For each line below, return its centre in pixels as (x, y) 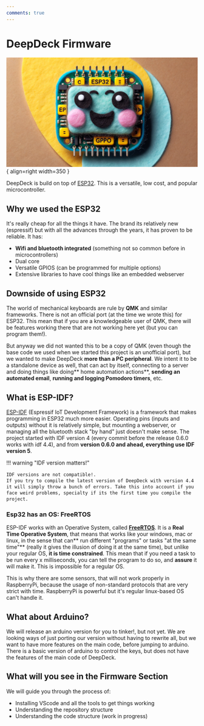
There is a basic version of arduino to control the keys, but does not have (98, 651)
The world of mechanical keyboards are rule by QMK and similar (87, 308)
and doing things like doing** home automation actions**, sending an (93, 372)
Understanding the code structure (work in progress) (81, 716)
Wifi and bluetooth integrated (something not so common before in (100, 248)
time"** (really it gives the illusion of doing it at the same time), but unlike (98, 547)
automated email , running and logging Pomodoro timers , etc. (84, 379)
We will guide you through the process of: (59, 691)
